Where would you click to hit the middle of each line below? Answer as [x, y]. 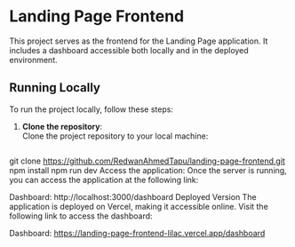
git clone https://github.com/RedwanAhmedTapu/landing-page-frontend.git [147, 161]
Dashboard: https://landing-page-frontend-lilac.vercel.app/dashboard [137, 233]
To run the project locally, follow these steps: [91, 109]
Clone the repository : [62, 126]
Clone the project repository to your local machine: [115, 136]
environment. [33, 60]
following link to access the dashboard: [81, 216]
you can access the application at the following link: [104, 179]
